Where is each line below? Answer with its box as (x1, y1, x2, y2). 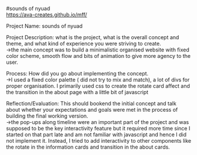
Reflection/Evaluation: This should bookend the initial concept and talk (6, 100, 176, 107)
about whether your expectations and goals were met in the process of (6, 106, 178, 113)
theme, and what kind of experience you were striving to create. (6, 40, 162, 47)
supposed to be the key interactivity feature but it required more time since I (6, 125, 191, 132)
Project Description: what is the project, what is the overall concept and (6, 34, 179, 40)
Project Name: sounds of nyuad (6, 23, 83, 29)
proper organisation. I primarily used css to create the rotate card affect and (6, 82, 190, 89)
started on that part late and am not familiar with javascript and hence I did (6, 131, 187, 138)
